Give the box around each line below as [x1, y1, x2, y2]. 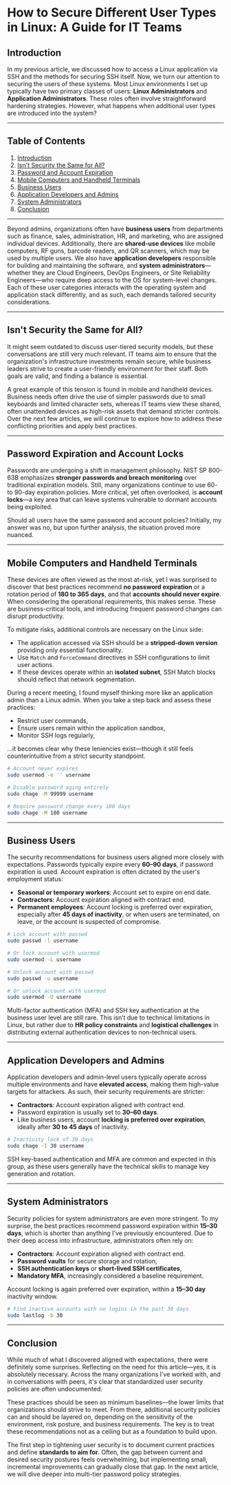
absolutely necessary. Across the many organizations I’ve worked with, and [7, 1370, 221, 1378]
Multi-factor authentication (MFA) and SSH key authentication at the [7, 1007, 199, 1015]
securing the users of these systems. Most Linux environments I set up [7, 80, 208, 87]
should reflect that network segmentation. [16, 675, 136, 684]
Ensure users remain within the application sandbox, [16, 724, 166, 733]
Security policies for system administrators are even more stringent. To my [7, 1214, 219, 1223]
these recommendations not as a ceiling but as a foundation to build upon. [7, 1427, 218, 1436]
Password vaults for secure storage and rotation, [16, 1256, 157, 1265]
